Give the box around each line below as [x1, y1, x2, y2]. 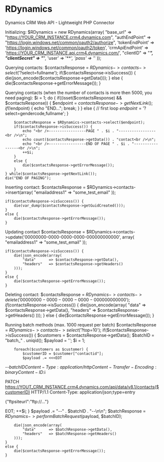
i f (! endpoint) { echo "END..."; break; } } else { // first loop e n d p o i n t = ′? [5, 105, 146, 111]
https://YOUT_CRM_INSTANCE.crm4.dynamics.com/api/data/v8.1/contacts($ [5, 384, 159, 390]
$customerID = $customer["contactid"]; [22, 351, 104, 356]
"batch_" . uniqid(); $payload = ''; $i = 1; [5, 337, 85, 343]
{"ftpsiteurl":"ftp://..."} [5, 398, 49, 404]
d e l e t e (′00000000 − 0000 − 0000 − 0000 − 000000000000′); [5, 297, 130, 302]
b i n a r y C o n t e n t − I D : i [5, 369, 46, 375]
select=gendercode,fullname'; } [5, 110, 69, 116]
